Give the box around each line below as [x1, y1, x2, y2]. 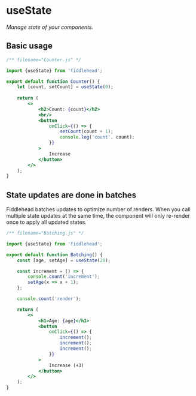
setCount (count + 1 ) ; [59, 128, 114, 135]
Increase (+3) [48, 362, 84, 368]
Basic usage [6, 41, 53, 51]
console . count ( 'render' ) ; [17, 296, 82, 302]
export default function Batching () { [6, 251, 103, 258]
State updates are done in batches [6, 190, 137, 200]
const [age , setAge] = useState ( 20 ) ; [17, 257, 111, 263]
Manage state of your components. [6, 23, 94, 31]
